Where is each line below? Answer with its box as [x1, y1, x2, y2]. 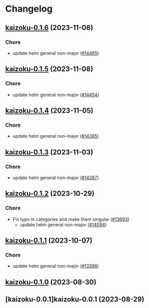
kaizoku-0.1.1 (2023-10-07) [5, 236, 93, 245]
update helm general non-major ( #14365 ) [12, 133, 99, 139]
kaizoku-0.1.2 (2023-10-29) [5, 189, 95, 198]
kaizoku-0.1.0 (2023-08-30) [5, 278, 97, 286]
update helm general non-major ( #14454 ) [12, 91, 100, 98]
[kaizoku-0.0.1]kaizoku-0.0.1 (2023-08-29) [5, 295, 144, 304]
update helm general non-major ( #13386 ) [12, 263, 99, 269]
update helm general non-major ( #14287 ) [12, 174, 99, 180]
